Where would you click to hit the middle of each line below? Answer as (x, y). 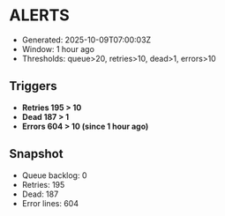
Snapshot (36, 154)
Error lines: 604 (50, 203)
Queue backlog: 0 (54, 175)
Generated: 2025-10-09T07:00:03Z (86, 40)
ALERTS (40, 15)
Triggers (33, 86)
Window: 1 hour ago (58, 48)
